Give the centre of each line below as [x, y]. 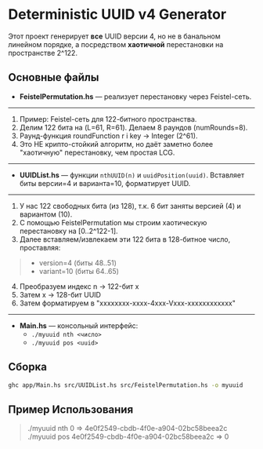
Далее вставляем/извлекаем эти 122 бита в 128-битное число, [125, 239]
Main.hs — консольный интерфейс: [79, 325]
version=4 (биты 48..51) [78, 263]
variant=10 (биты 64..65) [79, 271]
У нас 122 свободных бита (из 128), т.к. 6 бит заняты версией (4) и [130, 206]
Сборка [27, 367]
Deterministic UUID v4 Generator [117, 15]
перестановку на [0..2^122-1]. [69, 231]
